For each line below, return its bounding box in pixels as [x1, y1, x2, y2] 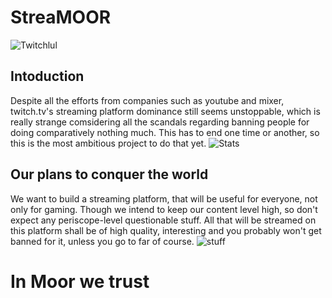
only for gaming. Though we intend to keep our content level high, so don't [10, 203, 318, 215]
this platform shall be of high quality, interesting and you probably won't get [10, 224, 322, 236]
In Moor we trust [10, 270, 150, 293]
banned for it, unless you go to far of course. [10, 235, 195, 247]
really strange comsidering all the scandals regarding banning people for [10, 116, 310, 128]
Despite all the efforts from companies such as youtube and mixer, [10, 94, 285, 106]
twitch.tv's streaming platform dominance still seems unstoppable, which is [10, 105, 321, 117]
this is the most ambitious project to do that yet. [10, 137, 207, 149]
